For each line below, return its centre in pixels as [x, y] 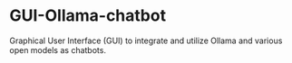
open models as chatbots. [58, 49]
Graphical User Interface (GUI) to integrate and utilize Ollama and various [146, 40]
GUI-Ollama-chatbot [88, 16]
